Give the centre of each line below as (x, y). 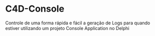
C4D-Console (35, 9)
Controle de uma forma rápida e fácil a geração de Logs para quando (78, 23)
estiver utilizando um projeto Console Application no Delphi (67, 28)
